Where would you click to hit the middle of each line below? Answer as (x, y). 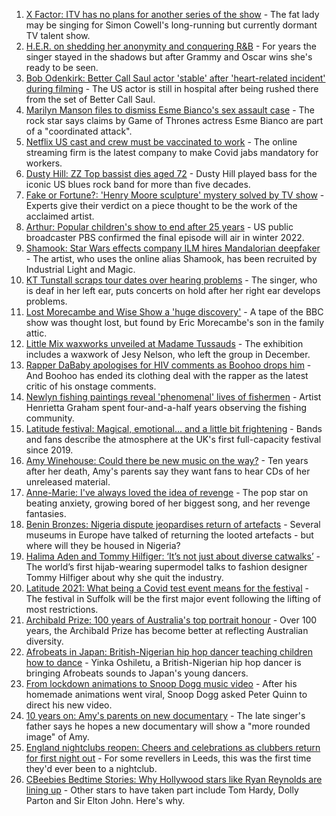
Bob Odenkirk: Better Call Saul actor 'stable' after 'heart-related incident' (175, 78)
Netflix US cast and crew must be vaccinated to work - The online (161, 142)
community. (50, 418)
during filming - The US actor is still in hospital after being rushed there (172, 88)
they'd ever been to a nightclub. (91, 768)
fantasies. (46, 513)
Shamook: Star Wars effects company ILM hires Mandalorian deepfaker (173, 248)
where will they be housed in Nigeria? (103, 545)
